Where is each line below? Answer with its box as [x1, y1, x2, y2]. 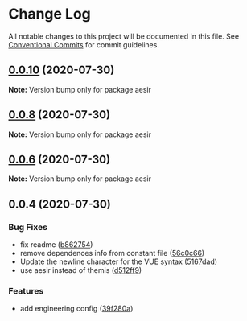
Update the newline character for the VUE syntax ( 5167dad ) [19, 257, 218, 266]
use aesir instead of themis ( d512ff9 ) [19, 265, 142, 275]
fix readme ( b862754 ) [19, 240, 93, 249]
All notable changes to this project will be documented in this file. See [8, 31, 240, 41]
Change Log [8, 5, 91, 23]
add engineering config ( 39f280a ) [19, 303, 134, 314]
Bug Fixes [8, 221, 48, 233]
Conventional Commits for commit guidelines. [8, 39, 159, 49]
